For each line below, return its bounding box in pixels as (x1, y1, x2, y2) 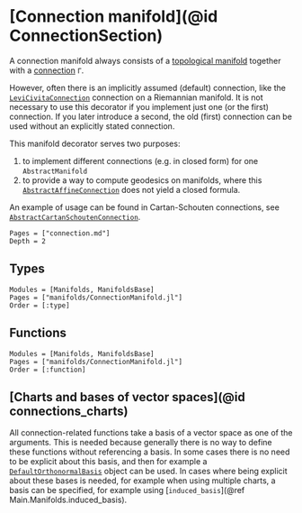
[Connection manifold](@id (9, 6, 218, 27)
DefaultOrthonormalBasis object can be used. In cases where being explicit (9, 466, 288, 477)
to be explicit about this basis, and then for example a (9, 456, 208, 467)
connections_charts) (9, 403, 129, 418)
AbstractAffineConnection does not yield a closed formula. (22, 184, 241, 195)
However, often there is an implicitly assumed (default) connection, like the (9, 82, 286, 93)
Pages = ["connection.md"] (9, 228, 111, 238)
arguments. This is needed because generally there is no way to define (9, 437, 272, 448)
